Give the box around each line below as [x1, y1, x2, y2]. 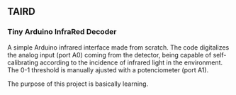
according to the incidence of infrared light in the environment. [40, 58, 223, 67]
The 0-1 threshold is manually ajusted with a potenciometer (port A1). [7, 65, 209, 74]
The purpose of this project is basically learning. [7, 79, 149, 88]
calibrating [7, 58, 39, 67]
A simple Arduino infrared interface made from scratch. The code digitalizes [7, 43, 230, 52]
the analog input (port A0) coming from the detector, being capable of [7, 50, 212, 59]
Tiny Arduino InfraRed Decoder [7, 27, 117, 37]
